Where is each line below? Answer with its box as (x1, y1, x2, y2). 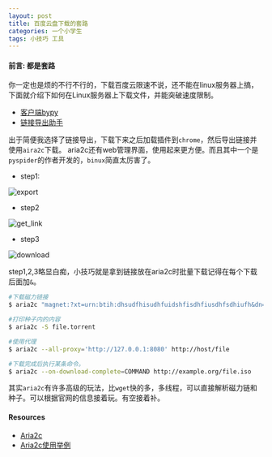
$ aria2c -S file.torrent (8, 323, 96, 331)
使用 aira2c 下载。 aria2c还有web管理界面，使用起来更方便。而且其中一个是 (8, 145, 259, 155)
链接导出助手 (19, 118, 63, 127)
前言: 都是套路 (8, 60, 55, 70)
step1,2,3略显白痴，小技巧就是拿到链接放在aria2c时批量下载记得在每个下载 (8, 267, 257, 277)
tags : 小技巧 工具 (8, 34, 65, 43)
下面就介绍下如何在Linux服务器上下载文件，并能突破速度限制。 (8, 90, 219, 100)
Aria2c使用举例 (19, 440, 71, 450)
